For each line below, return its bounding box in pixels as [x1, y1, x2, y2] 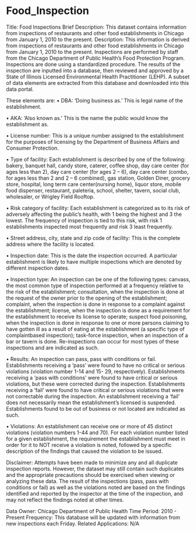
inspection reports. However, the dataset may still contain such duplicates [6, 465, 184, 472]
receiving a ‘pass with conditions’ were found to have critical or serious [6, 374, 178, 381]
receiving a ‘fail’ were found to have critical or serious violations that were [6, 386, 184, 393]
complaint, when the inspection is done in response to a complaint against [6, 300, 185, 308]
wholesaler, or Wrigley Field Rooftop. [6, 193, 95, 200]
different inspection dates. [6, 264, 70, 271]
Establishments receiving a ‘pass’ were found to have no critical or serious [6, 362, 185, 369]
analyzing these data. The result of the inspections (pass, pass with [6, 477, 169, 484]
